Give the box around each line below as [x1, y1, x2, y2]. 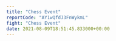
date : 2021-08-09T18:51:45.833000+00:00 [6, 25, 111, 32]
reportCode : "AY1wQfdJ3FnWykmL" [6, 14, 88, 20]
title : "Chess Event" [6, 8, 61, 15]
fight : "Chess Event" [6, 20, 61, 26]
